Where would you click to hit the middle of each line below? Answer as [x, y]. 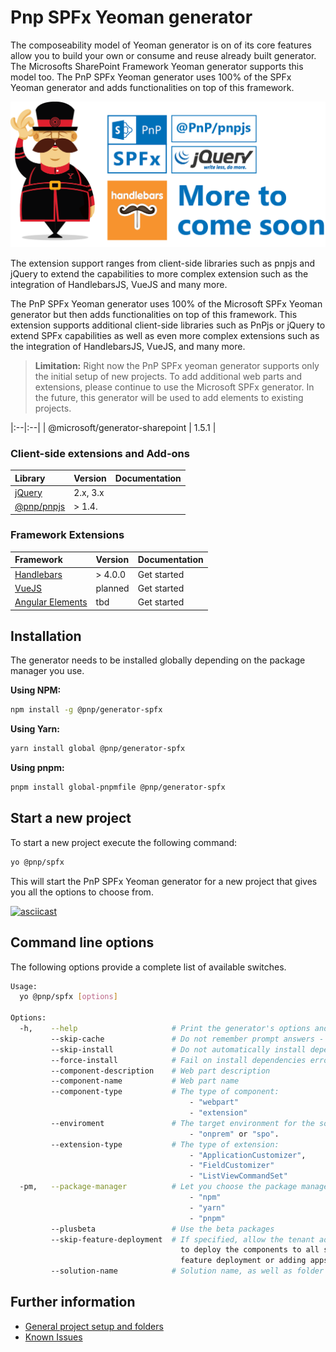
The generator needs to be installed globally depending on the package [158, 660]
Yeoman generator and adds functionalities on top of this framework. [152, 87]
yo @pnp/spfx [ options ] [68, 997]
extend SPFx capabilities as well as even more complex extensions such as [165, 335]
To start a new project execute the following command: [124, 842]
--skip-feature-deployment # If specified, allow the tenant [182, 1239]
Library [30, 478]
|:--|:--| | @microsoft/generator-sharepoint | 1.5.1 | [113, 427]
